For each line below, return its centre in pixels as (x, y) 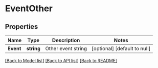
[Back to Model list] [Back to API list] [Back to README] (61, 61)
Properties (22, 27)
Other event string (66, 48)
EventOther (29, 9)
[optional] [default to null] (121, 48)
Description (66, 40)
